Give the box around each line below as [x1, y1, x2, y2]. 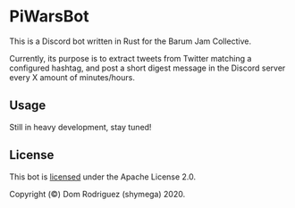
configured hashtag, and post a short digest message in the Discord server [9, 62, 286, 73]
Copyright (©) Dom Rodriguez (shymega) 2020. [9, 188, 186, 199]
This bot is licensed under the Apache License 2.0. [9, 171, 197, 182]
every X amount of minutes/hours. [9, 71, 136, 82]
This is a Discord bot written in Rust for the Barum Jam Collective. [9, 36, 252, 46]
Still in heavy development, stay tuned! [9, 121, 152, 132]
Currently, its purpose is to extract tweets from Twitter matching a [9, 53, 252, 63]
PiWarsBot [9, 6, 89, 27]
